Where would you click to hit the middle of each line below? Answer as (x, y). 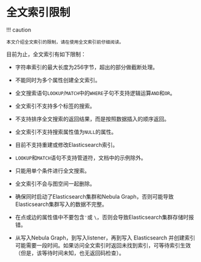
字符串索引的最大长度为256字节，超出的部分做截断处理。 (87, 67)
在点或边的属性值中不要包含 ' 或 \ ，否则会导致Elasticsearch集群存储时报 (104, 217)
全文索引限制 (39, 12)
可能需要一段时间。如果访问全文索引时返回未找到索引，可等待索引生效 (103, 245)
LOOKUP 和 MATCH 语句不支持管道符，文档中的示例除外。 (81, 158)
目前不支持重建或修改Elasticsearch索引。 (66, 144)
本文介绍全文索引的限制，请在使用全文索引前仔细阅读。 (65, 42)
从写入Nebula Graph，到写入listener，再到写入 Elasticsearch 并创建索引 (105, 238)
